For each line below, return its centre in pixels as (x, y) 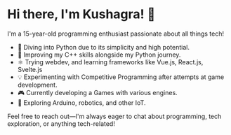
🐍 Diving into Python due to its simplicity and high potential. (103, 47)
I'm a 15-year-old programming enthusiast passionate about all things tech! (116, 34)
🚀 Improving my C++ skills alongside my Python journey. (99, 55)
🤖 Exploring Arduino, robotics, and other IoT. (81, 102)
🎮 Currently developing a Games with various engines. (97, 92)
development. (37, 85)
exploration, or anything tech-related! (61, 123)
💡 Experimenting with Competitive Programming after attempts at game (121, 77)
